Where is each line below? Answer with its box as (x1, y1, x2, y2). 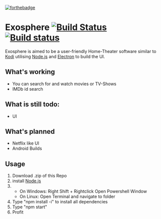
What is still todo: (5, 100, 60, 109)
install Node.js (12, 178, 41, 184)
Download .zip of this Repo (12, 173, 67, 179)
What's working (5, 68, 55, 76)
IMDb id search (12, 86, 43, 92)
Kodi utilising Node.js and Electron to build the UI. (5, 53, 106, 59)
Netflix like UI (12, 140, 39, 146)
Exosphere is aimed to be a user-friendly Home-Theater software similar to (5, 48, 157, 54)
